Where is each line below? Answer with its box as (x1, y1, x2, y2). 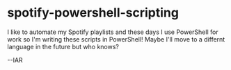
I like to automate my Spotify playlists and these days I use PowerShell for (7, 28, 218, 36)
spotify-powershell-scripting (7, 5, 180, 21)
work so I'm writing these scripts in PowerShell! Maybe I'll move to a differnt (7, 35, 225, 43)
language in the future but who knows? (7, 42, 120, 51)
